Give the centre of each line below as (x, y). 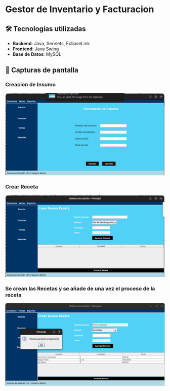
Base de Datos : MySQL (37, 54)
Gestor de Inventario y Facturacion (80, 9)
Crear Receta (22, 186)
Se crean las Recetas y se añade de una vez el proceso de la (80, 288)
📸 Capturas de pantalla (42, 70)
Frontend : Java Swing (36, 49)
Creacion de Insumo (30, 85)
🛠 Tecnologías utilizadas (46, 29)
